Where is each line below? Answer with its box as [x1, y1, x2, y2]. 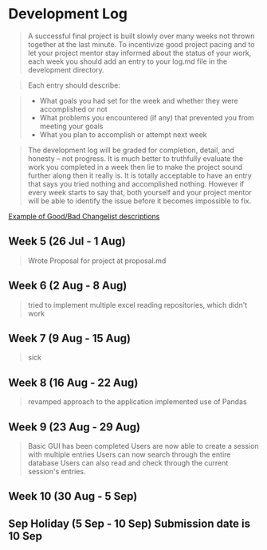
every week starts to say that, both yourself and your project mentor [27, 187, 253, 197]
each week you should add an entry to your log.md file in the [27, 57, 228, 66]
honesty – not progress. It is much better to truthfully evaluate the [27, 153, 244, 163]
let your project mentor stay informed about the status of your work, [27, 48, 252, 57]
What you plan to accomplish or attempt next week [39, 129, 207, 139]
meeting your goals [39, 121, 104, 131]
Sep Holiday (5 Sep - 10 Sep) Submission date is [8, 517, 251, 530]
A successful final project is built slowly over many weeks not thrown [27, 31, 255, 41]
